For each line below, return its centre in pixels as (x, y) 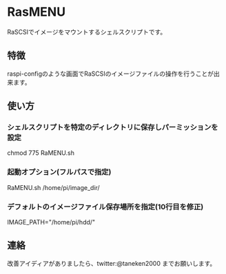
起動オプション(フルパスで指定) (59, 172)
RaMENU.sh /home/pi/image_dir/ (53, 187)
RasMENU (37, 12)
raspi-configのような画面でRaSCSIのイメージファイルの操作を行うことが (111, 74)
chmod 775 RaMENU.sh (41, 153)
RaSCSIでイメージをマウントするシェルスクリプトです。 (87, 32)
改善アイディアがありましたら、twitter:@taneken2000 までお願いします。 (112, 263)
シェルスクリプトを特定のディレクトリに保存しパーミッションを (113, 127)
